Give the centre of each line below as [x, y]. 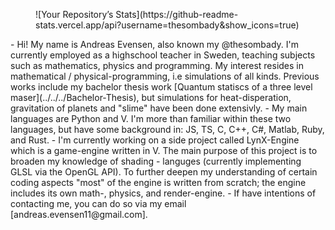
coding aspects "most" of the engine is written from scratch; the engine [158, 182]
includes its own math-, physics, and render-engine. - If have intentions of [163, 193]
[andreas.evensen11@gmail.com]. [79, 214]
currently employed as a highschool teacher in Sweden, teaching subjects [163, 55]
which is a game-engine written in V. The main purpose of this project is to [164, 150]
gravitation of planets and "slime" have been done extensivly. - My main [159, 108]
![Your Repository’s [74, 14]
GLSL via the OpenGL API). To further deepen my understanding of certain [164, 172]
